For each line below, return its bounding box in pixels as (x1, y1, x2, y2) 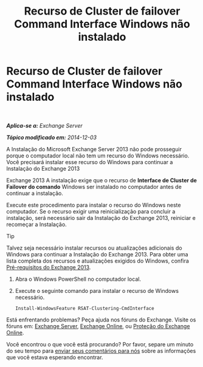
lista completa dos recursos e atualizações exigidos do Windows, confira (6, 257, 190, 264)
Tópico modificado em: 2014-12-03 (6, 134, 97, 141)
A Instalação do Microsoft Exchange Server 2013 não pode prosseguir (6, 145, 182, 153)
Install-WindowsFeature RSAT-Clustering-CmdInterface (15, 305, 154, 311)
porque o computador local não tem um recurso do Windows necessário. (6, 152, 190, 159)
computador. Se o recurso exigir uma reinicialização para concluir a (6, 208, 176, 215)
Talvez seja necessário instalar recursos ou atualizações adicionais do (6, 244, 182, 252)
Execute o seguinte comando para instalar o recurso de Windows (15, 287, 179, 294)
